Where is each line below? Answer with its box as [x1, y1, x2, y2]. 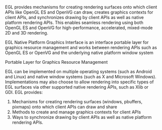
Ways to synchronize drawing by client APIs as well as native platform [12, 114, 152, 120]
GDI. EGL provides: [5, 90, 43, 95]
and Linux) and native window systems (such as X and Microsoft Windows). [5, 74, 157, 79]
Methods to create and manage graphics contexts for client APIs [12, 109, 141, 115]
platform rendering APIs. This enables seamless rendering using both [5, 19, 144, 25]
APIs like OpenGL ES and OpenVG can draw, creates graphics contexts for [5, 9, 154, 15]
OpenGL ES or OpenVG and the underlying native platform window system [5, 50, 154, 56]
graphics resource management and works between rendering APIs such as [5, 45, 157, 50]
